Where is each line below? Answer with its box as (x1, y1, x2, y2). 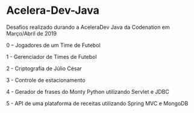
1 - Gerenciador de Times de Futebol (6, 53, 98, 60)
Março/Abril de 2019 (6, 29, 57, 37)
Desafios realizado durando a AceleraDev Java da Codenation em (6, 23, 170, 31)
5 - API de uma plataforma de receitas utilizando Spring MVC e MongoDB (6, 100, 189, 107)
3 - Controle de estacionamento (6, 76, 86, 84)
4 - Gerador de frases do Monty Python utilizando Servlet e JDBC (6, 88, 170, 95)
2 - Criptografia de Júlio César (6, 64, 83, 72)
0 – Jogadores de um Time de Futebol (6, 41, 101, 49)
